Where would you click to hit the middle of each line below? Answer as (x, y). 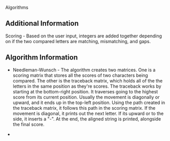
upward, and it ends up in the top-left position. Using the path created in (89, 103)
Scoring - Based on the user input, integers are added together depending (84, 36)
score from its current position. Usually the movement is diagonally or (86, 97)
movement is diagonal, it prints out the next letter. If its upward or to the (88, 113)
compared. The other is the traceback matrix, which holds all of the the (88, 80)
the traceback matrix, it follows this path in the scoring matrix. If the (84, 108)
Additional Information (42, 23)
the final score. (28, 124)
